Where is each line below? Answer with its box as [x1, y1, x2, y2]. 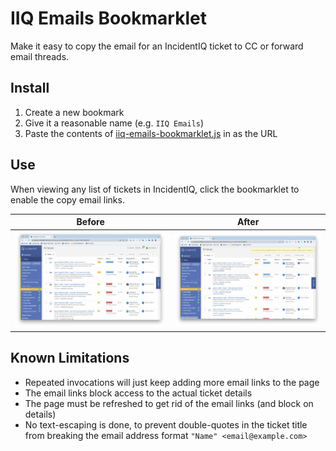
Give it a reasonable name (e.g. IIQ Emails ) [24, 117, 205, 129]
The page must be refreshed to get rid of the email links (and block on [24, 397, 314, 409]
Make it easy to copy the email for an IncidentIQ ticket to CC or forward [10, 40, 304, 52]
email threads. [10, 50, 70, 62]
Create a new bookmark [24, 106, 125, 118]
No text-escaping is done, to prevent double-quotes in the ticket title [24, 418, 308, 431]
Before [76, 216, 105, 228]
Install [10, 80, 50, 97]
